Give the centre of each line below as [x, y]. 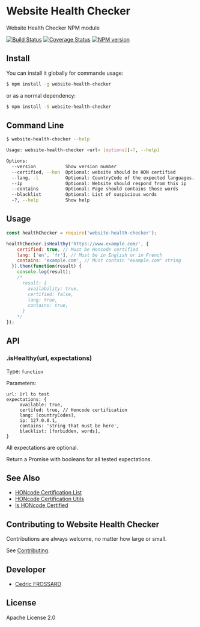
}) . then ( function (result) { [47, 266]
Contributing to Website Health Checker [83, 524]
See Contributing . [28, 550]
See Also [23, 478]
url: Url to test [28, 394]
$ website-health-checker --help [48, 139]
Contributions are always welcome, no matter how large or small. [86, 539]
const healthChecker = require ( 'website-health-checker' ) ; [82, 233]
